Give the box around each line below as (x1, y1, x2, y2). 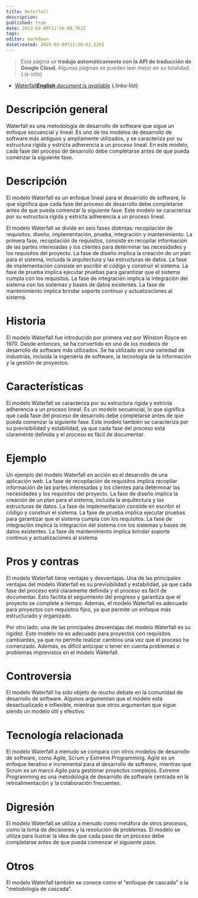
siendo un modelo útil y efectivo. (6, 708, 86, 715)
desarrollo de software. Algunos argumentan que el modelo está (6, 695, 163, 702)
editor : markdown (6, 36, 49, 42)
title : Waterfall (6, 8, 49, 15)
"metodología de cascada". (6, 886, 73, 893)
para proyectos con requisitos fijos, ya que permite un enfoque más (6, 606, 171, 613)
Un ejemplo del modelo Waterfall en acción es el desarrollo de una (6, 471, 168, 478)
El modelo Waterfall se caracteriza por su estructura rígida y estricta (6, 399, 173, 406)
